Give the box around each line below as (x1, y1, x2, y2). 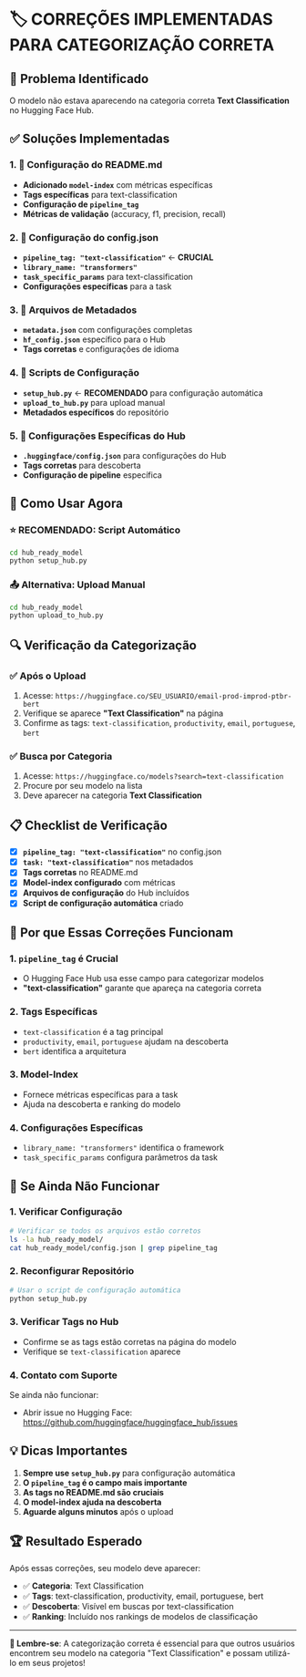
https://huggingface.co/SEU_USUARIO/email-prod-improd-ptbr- (55, 692, 292, 701)
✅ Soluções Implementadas (9, 131, 170, 147)
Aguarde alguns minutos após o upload (22, 1506, 174, 1517)
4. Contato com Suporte (9, 1369, 118, 1382)
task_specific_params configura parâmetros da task (22, 1152, 219, 1163)
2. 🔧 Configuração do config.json (9, 231, 159, 243)
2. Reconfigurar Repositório (9, 1265, 135, 1278)
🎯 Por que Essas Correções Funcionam (9, 925, 234, 940)
